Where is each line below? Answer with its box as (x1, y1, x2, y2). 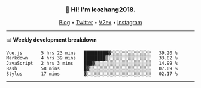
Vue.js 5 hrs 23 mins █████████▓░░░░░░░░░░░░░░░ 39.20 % (6, 50, 178, 56)
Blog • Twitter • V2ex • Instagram (59, 19, 142, 26)
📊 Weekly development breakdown (6, 36, 97, 43)
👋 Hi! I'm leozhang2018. (65, 5, 136, 14)
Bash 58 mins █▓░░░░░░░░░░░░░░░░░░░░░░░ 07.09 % (6, 65, 178, 72)
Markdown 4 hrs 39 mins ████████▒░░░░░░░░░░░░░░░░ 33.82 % (6, 55, 178, 61)
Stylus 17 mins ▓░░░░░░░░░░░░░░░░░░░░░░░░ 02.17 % (6, 71, 178, 77)
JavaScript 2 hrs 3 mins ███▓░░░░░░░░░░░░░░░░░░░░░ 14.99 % (6, 61, 178, 67)
